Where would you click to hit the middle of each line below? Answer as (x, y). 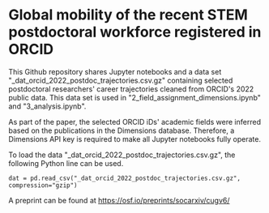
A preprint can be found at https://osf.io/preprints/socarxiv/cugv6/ (119, 200)
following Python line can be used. (66, 163)
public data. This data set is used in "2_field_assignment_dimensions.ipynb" (135, 97)
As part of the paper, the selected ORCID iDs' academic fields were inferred (135, 121)
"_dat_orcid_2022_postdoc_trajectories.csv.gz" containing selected (121, 80)
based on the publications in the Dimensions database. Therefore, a (122, 130)
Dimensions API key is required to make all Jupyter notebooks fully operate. (135, 138)
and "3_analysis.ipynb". (47, 106)
